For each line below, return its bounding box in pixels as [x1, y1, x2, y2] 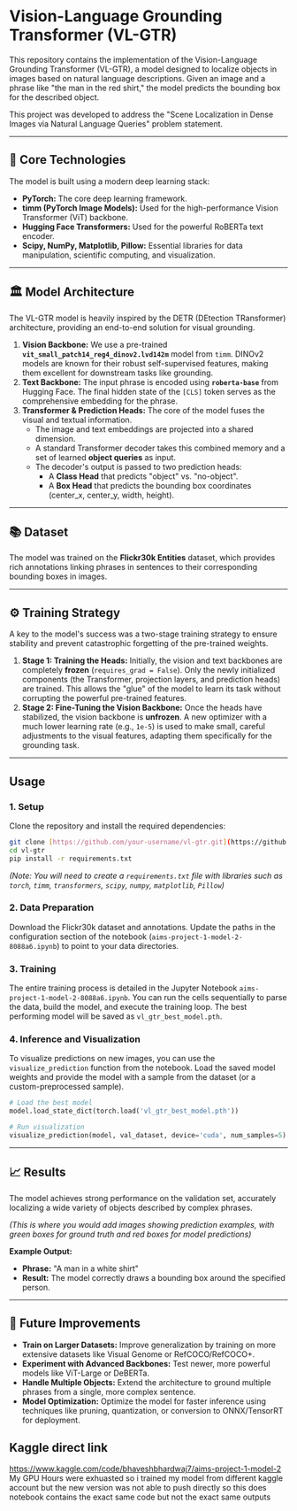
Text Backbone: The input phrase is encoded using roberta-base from [21, 376, 278, 387]
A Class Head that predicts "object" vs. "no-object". [48, 471, 239, 482]
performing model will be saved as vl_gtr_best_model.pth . [9, 1011, 223, 1021]
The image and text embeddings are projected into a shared [34, 423, 254, 435]
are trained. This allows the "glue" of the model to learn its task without [21, 683, 281, 694]
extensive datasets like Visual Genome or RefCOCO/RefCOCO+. [21, 1348, 255, 1360]
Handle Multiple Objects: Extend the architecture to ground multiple [21, 1376, 271, 1387]
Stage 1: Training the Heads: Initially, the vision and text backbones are [21, 655, 283, 666]
